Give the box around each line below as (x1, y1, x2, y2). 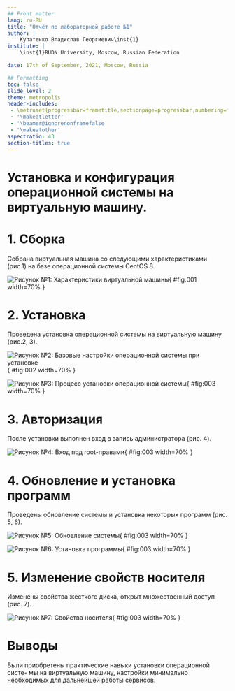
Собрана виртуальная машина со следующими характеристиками (7, 254, 208, 263)
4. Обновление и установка (7, 472, 176, 488)
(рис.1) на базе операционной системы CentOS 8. (7, 261, 155, 270)
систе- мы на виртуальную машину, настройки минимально (7, 669, 189, 677)
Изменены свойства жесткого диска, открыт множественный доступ (7, 592, 215, 601)
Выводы (7, 638, 58, 654)
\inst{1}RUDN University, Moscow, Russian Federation (20, 50, 180, 57)
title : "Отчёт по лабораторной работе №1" (7, 23, 133, 30)
